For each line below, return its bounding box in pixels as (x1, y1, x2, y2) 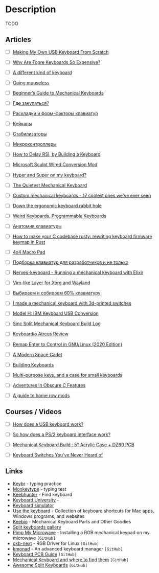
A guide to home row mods (12, 392, 70, 398)
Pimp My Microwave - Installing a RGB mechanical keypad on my (12, 529, 150, 535)
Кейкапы (12, 121, 32, 127)
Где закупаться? (12, 100, 50, 106)
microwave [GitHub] (12, 535, 56, 541)
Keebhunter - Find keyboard (12, 491, 73, 497)
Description (5, 4, 56, 15)
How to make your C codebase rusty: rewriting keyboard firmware (12, 233, 152, 239)
